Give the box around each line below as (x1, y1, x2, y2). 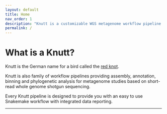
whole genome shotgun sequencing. (15, 84, 90, 90)
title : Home (5, 12, 30, 17)
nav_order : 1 (5, 16, 32, 21)
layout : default (5, 7, 39, 12)
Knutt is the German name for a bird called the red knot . (5, 63, 119, 69)
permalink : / (5, 26, 32, 31)
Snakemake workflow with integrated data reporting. (5, 99, 113, 105)
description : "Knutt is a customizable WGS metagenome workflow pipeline (5, 21, 162, 26)
